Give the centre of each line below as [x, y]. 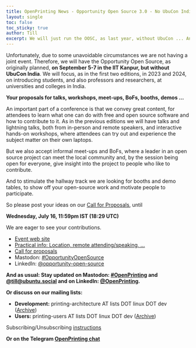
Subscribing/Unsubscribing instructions [54, 327]
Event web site [32, 239]
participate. [20, 194]
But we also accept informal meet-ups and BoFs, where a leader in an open [97, 151]
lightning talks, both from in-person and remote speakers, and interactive [94, 127]
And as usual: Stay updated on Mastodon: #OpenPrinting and [82, 275]
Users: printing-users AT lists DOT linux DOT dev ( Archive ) [85, 316]
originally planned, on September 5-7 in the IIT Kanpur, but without [88, 67]
